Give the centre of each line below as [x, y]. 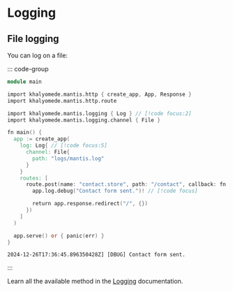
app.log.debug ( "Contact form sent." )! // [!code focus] [115, 191]
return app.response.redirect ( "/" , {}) [90, 204]
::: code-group [28, 69]
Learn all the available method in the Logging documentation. [95, 282]
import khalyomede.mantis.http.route [62, 101]
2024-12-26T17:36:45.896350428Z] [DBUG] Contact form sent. [97, 255]
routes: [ [34, 178]
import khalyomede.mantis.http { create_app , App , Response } [99, 94]
